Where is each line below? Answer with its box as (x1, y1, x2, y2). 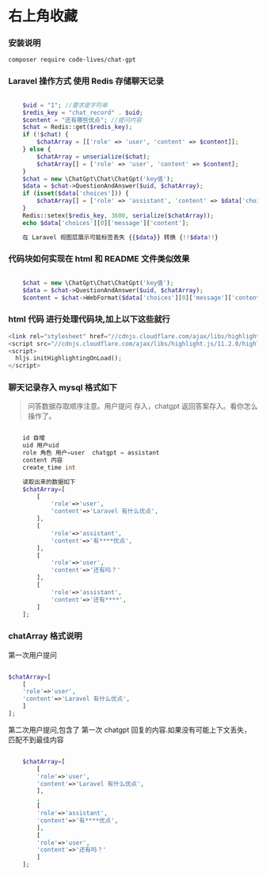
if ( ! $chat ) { (22, 131, 69, 139)
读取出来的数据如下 (22, 478, 76, 486)
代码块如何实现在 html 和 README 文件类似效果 (8, 253, 190, 265)
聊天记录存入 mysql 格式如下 (8, 382, 117, 393)
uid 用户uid (22, 441, 59, 450)
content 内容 (22, 456, 63, 464)
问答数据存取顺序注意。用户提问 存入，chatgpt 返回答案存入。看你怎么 (27, 402, 258, 411)
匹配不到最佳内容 (8, 734, 64, 745)
